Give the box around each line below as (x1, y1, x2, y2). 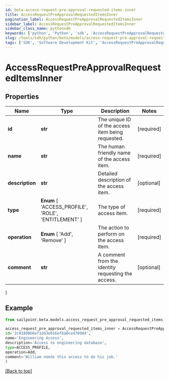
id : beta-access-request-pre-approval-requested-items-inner (5, 7, 136, 13)
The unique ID (98, 116, 131, 123)
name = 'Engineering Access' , (5, 336, 64, 341)
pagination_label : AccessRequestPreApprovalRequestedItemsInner (5, 17, 143, 22)
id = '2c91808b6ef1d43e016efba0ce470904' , (5, 331, 92, 336)
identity (98, 264, 116, 271)
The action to (98, 224, 129, 231)
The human (98, 143, 125, 150)
